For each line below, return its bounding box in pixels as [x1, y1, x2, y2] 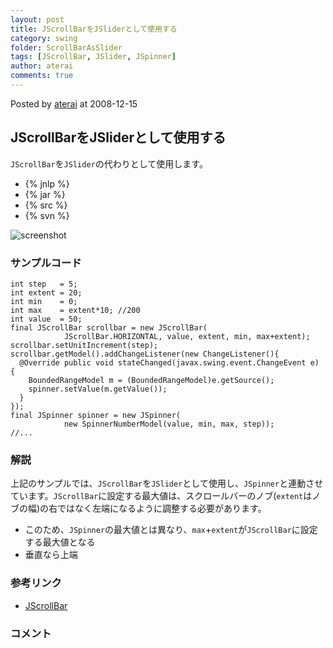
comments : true [10, 71, 74, 81]
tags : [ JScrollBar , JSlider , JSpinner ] [10, 52, 177, 62]
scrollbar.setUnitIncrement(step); [10, 340, 159, 350]
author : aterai [10, 61, 74, 71]
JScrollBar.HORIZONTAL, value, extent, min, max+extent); [63, 331, 311, 341]
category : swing [10, 33, 78, 43]
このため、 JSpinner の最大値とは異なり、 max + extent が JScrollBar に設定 [24, 524, 318, 536]
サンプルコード [10, 256, 82, 270]
